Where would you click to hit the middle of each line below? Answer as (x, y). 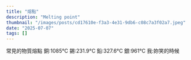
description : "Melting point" (43, 17)
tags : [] (17, 34)
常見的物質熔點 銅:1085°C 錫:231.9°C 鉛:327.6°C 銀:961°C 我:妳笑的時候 (93, 51)
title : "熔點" (23, 11)
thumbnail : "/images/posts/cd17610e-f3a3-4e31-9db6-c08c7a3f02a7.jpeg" (96, 22)
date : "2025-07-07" (30, 28)
